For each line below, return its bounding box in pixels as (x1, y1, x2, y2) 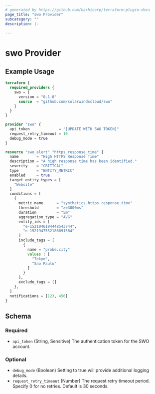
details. (12, 373, 28, 379)
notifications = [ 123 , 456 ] (9, 293, 68, 299)
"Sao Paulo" (31, 261, 57, 266)
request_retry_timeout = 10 (9, 131, 68, 136)
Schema (5, 312, 31, 320)
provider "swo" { (5, 122, 41, 127)
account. (12, 344, 31, 350)
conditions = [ (9, 191, 41, 196)
